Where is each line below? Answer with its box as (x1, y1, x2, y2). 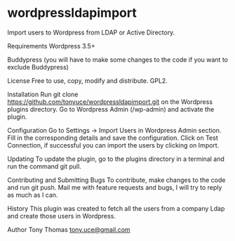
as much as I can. (7, 190, 58, 199)
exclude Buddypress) (7, 63, 69, 71)
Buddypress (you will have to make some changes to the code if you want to (7, 55, 228, 64)
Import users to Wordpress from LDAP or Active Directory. (7, 28, 175, 37)
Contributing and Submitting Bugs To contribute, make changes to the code (7, 176, 226, 184)
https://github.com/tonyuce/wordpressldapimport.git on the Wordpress (7, 97, 213, 106)
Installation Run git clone (7, 90, 79, 98)
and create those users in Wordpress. (7, 211, 116, 220)
